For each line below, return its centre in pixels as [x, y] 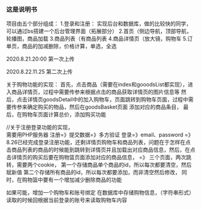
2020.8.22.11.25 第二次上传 [40, 72]
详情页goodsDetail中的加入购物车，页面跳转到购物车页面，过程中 [107, 100]
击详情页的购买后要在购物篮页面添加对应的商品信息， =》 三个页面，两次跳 [99, 157]
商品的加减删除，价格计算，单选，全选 [69, 46]
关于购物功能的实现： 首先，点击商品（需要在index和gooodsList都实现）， [97, 85]
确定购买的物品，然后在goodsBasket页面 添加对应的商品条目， [104, 107]
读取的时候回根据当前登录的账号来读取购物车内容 [67, 200]
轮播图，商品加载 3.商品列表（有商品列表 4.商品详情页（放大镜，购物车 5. [97, 39]
